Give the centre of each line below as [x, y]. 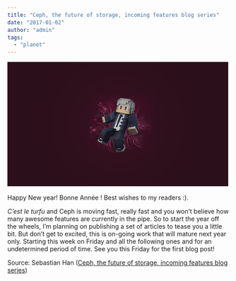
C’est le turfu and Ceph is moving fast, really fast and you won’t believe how [118, 212]
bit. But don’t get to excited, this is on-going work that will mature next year [117, 234]
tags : [15, 38]
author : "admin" [31, 30]
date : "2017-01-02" [36, 22]
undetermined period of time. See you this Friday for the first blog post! [111, 249]
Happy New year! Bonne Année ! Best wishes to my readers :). [98, 197]
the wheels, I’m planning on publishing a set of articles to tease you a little [115, 226]
